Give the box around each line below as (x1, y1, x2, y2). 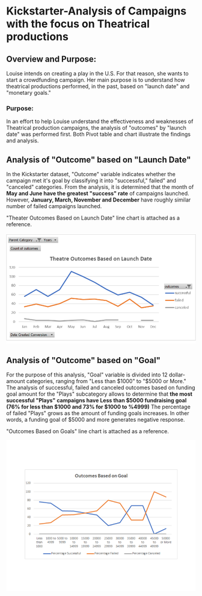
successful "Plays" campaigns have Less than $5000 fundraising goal (6, 397, 187, 404)
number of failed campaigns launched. (6, 203, 102, 210)
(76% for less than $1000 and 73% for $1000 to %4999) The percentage (6, 403, 191, 411)
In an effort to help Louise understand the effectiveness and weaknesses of (6, 118, 194, 125)
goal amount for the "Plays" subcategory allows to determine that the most (6, 390, 192, 398)
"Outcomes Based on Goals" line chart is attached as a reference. (6, 428, 170, 435)
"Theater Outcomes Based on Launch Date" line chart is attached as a (6, 214, 180, 221)
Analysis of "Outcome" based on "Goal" (6, 355, 161, 366)
